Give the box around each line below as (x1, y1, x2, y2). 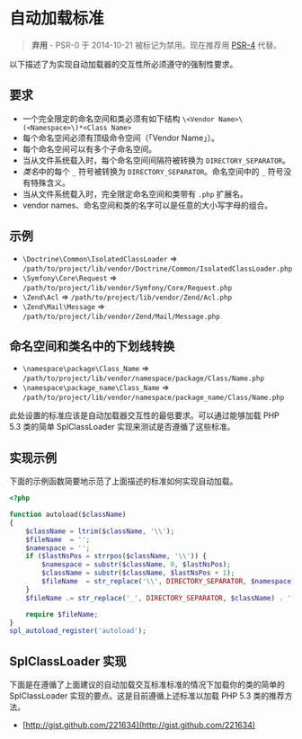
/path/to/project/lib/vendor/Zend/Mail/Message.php (22, 312, 220, 321)
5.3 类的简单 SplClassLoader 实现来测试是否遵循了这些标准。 (9, 422, 235, 432)
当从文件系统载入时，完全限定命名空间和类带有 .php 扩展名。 (22, 188, 249, 199)
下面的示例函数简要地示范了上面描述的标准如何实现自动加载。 (9, 476, 238, 486)
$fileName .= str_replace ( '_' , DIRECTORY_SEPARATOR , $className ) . (25, 593, 283, 602)
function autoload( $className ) (9, 510, 127, 520)
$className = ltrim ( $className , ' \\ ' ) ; (25, 527, 175, 536)
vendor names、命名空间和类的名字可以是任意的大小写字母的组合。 (22, 200, 272, 210)
